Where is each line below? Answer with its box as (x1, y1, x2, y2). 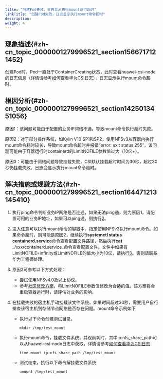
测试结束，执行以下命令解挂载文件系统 (19, 360, 96, 365)
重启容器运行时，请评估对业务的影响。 (19, 289, 96, 295)
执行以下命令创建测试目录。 (19, 316, 75, 322)
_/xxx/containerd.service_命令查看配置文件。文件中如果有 (12, 244, 128, 250)
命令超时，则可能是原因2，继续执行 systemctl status (16, 232, 122, 237)
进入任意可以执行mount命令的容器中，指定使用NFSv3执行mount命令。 (12, 226, 154, 232)
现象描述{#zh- (5, 40, 49, 48)
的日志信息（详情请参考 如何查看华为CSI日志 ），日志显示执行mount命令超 (5, 75, 151, 81)
